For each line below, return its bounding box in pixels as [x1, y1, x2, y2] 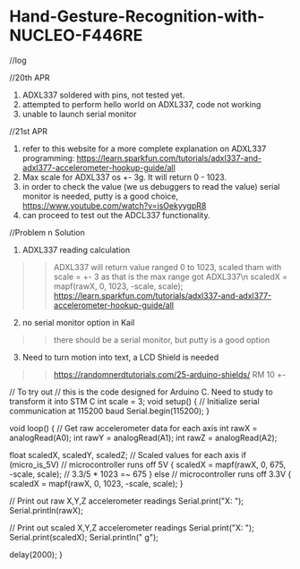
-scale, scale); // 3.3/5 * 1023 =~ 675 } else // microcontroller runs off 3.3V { [9, 468, 292, 480]
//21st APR [9, 125, 47, 136]
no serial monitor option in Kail [21, 317, 135, 327]
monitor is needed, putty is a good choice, [21, 191, 179, 201]
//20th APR [9, 72, 51, 82]
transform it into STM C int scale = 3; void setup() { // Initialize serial [9, 395, 260, 406]
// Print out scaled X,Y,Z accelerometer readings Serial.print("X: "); [9, 522, 255, 533]
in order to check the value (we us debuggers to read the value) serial [21, 181, 280, 191]
